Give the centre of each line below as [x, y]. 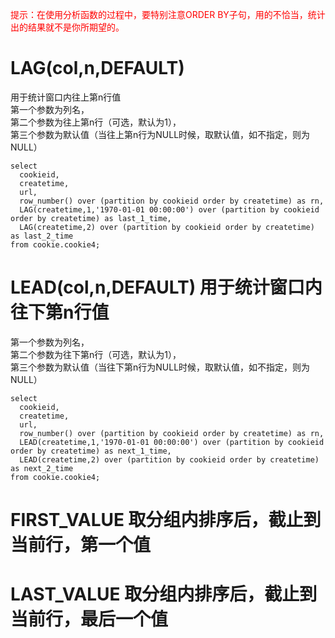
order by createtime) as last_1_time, [91, 218]
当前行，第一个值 [81, 545]
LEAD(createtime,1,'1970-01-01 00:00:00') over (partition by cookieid [172, 442]
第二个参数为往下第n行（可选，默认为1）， [96, 354]
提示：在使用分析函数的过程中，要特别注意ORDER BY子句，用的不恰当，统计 [168, 14]
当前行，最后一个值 [89, 619]
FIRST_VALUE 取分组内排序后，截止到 [166, 520]
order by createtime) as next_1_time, [91, 451]
